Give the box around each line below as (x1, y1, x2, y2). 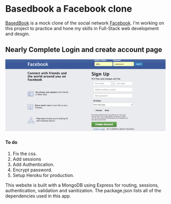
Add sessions (12, 156, 42, 162)
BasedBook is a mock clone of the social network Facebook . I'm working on (5, 20, 164, 26)
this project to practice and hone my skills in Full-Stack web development (5, 25, 159, 31)
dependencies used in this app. (5, 193, 71, 199)
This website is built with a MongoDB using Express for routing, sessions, (5, 182, 159, 188)
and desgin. (5, 31, 31, 37)
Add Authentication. (12, 161, 55, 167)
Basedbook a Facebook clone (5, 3, 132, 15)
